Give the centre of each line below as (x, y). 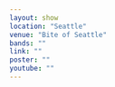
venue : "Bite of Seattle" (58, 34)
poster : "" (30, 60)
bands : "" (28, 43)
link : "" (26, 52)
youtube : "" (32, 69)
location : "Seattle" (48, 26)
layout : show (34, 18)
